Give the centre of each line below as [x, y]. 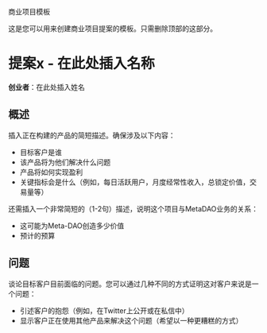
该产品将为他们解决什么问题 [65, 162]
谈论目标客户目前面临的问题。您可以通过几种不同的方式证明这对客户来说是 [130, 284]
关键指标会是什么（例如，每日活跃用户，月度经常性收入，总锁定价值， [135, 182]
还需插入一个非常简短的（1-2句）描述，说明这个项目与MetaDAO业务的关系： [133, 208]
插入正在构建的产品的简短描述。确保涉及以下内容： [92, 135]
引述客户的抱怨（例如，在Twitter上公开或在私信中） [104, 310]
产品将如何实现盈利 [51, 172]
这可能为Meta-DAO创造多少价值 [72, 226]
